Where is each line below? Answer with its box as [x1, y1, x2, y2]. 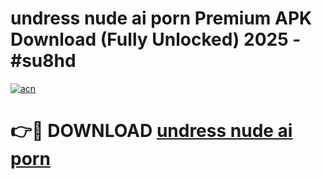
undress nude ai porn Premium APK [10, 7, 313, 30]
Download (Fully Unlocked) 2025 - [10, 28, 302, 51]
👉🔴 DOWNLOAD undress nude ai [10, 120, 293, 142]
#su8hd [10, 50, 77, 72]
